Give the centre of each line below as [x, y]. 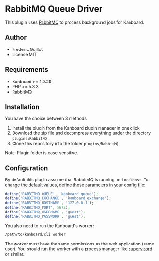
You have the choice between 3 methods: [46, 119]
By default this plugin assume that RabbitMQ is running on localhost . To [77, 180]
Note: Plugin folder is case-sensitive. [42, 153]
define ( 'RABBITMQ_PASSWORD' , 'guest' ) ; [45, 216]
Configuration [27, 168]
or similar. [15, 254]
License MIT [24, 54]
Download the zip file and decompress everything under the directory [81, 133]
